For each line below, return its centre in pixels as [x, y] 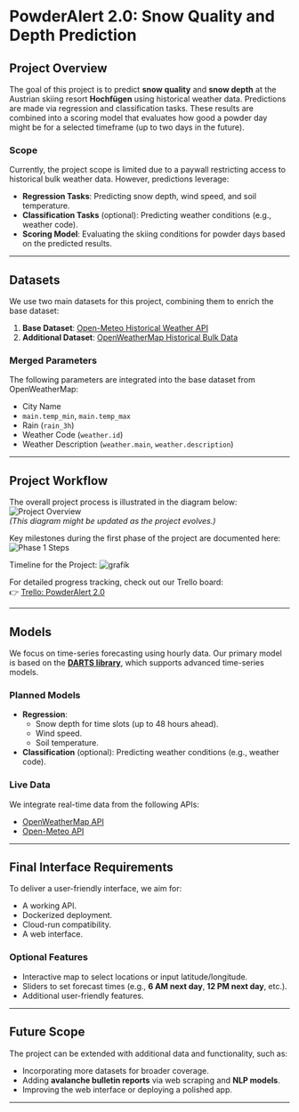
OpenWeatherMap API [63, 821]
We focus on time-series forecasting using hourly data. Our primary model [145, 653]
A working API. [49, 906]
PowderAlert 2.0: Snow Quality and [142, 16]
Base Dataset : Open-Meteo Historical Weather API [115, 328]
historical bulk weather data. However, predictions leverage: [119, 179]
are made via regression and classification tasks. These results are [132, 108]
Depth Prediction [73, 35]
